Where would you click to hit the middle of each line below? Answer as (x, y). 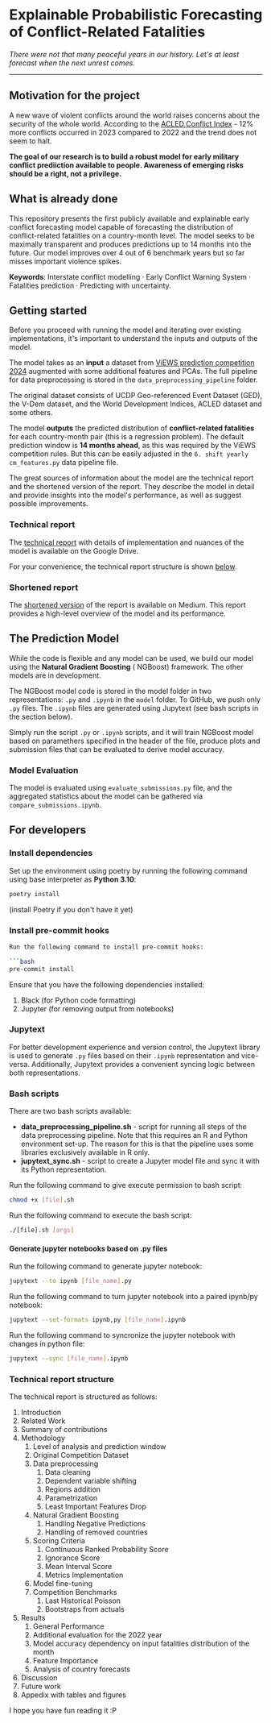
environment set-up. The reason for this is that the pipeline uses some (137, 1144)
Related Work (43, 1421)
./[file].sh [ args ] (42, 1231)
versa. (20, 1064)
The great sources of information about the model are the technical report (131, 478)
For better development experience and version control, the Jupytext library (135, 1047)
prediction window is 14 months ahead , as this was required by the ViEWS (133, 446)
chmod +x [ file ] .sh (42, 1200)
